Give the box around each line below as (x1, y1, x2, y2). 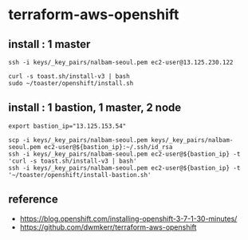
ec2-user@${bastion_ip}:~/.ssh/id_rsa (43, 143, 173, 151)
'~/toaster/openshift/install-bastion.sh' (8, 171, 152, 179)
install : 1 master (8, 37, 91, 51)
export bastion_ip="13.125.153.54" (8, 122, 127, 130)
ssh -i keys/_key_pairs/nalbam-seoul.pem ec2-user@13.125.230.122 (8, 58, 234, 66)
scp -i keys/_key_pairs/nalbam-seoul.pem (8, 136, 148, 144)
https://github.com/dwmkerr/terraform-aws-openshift (19, 222, 197, 232)
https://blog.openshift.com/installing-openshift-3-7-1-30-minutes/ (19, 214, 238, 223)
